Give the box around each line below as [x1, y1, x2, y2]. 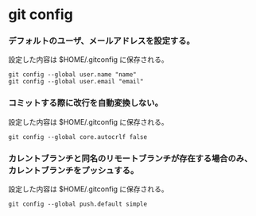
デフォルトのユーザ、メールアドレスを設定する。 [8, 36, 195, 47]
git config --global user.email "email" [8, 78, 145, 86]
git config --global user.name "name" [8, 71, 137, 79]
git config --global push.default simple [8, 200, 148, 208]
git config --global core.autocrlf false [8, 133, 148, 141]
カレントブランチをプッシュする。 [8, 164, 139, 175]
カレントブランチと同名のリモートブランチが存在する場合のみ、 [8, 152, 253, 164]
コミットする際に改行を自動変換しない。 [8, 98, 163, 109]
